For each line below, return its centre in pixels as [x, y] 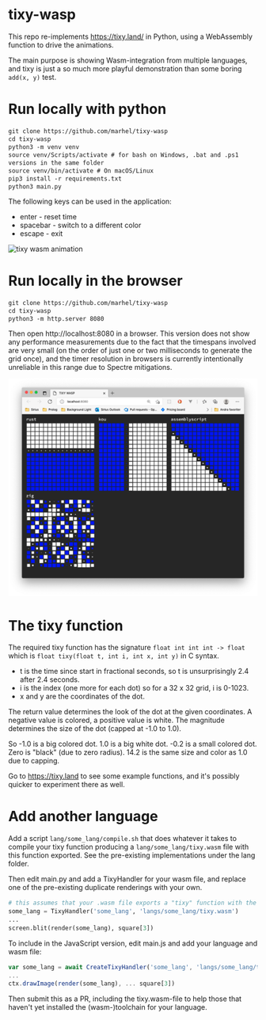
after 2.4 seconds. [49, 679]
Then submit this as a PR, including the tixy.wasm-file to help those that [125, 999]
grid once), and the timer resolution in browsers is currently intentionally [126, 359]
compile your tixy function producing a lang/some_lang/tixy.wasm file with [129, 847]
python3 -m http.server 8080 [56, 318]
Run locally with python [87, 109]
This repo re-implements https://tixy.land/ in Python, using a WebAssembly [131, 36]
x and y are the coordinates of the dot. [82, 696]
